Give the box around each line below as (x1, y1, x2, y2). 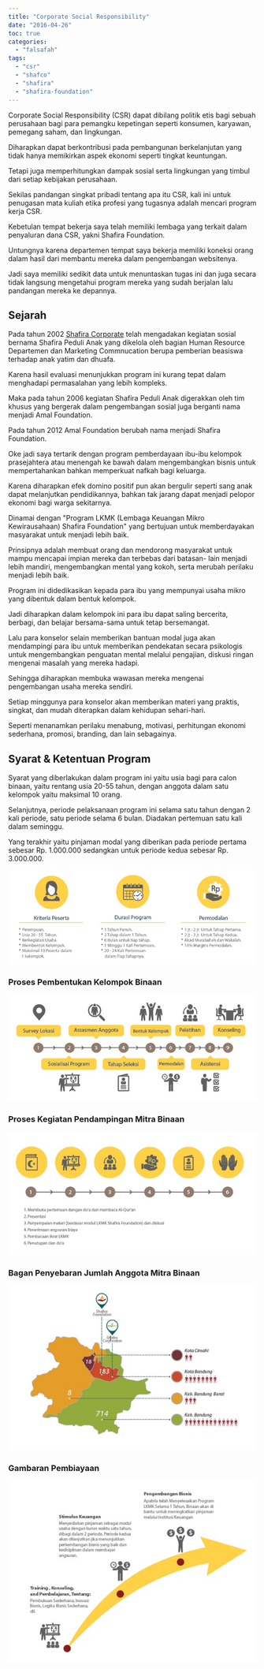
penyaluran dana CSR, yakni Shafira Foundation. (8, 230, 165, 240)
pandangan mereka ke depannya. (8, 286, 117, 295)
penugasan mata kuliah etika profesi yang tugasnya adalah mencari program (8, 198, 257, 207)
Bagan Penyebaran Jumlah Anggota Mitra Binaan (8, 1267, 200, 1278)
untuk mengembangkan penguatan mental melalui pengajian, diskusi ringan (8, 650, 254, 659)
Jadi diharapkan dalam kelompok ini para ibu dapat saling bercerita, (8, 610, 229, 619)
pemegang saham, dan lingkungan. (8, 127, 123, 136)
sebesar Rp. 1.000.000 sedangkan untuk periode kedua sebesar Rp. (8, 846, 229, 855)
